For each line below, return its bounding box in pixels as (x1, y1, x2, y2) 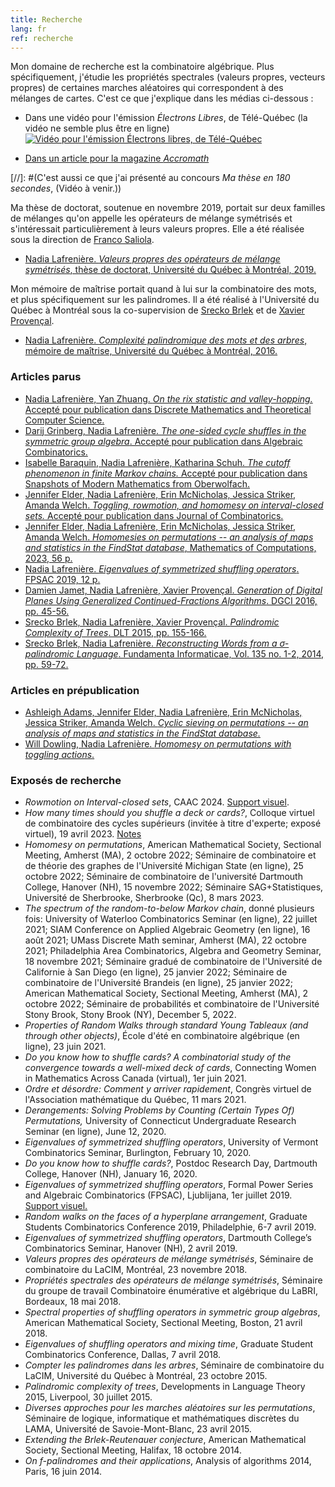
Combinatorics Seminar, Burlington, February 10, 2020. (24, 1147, 252, 1159)
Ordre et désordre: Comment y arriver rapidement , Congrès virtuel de (24, 1083, 312, 1095)
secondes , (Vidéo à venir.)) (10, 182, 122, 195)
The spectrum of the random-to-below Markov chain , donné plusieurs (24, 902, 315, 915)
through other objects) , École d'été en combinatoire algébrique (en (24, 1030, 300, 1042)
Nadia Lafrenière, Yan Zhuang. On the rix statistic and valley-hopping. (24, 392, 313, 405)
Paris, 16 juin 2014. (24, 1466, 103, 1478)
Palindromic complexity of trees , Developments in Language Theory (24, 1381, 306, 1393)
